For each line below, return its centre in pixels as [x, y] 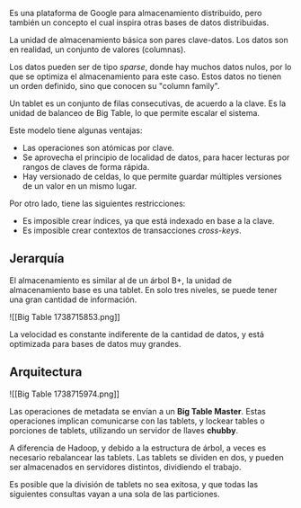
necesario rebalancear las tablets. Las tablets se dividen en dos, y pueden [147, 457]
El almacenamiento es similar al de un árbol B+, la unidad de [120, 280]
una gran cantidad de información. [73, 299]
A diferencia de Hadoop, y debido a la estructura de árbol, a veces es [138, 448]
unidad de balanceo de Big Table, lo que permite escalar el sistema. [135, 113]
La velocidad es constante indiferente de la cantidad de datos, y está [137, 334]
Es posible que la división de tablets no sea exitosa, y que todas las [134, 484]
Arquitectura [46, 372]
